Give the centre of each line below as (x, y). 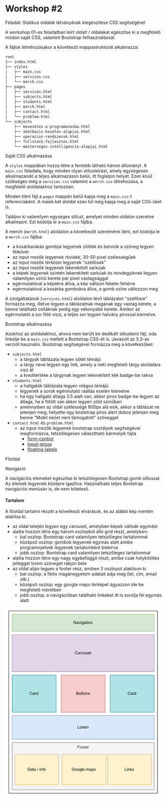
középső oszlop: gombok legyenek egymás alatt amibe (76, 542)
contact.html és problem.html (43, 423)
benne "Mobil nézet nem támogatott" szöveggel (69, 417)
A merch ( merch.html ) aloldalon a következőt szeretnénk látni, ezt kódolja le (83, 231)
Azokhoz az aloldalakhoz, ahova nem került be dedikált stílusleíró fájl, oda (81, 333)
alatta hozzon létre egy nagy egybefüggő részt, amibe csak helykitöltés (86, 558)
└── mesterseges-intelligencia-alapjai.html (61, 147)
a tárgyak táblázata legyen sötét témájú (60, 359)
